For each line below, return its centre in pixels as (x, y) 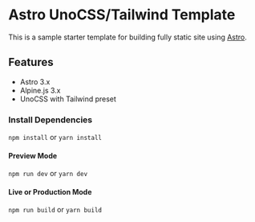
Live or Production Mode (50, 191)
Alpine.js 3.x (40, 90)
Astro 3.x (35, 81)
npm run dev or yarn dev (48, 174)
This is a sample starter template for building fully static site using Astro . (127, 37)
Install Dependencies (51, 120)
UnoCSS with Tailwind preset (68, 99)
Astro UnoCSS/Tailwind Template (122, 15)
